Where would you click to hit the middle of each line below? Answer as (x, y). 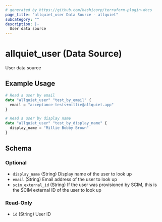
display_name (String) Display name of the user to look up (72, 174)
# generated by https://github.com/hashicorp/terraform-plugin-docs (79, 10)
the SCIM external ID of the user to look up (57, 190)
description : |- (22, 24)
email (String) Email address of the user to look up (65, 179)
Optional (16, 163)
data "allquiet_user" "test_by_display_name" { (56, 123)
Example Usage (30, 84)
